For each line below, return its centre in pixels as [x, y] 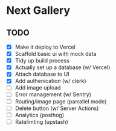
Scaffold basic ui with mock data [56, 54]
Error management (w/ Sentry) [53, 94]
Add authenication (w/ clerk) [50, 81]
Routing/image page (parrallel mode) [61, 101]
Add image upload [38, 88]
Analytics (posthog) [40, 115]
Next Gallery [38, 11]
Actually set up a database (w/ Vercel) [63, 67]
